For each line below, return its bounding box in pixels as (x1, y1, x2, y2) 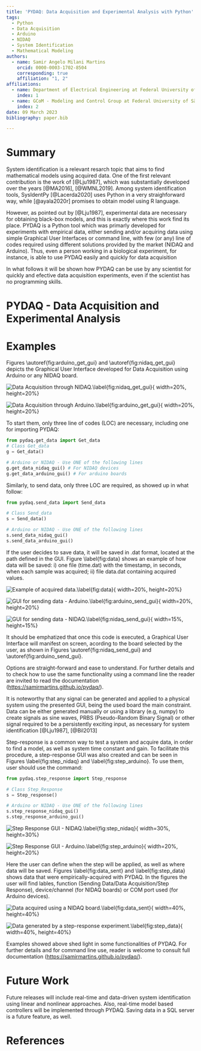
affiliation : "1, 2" (17, 76, 68, 82)
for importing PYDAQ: (6, 426, 60, 433)
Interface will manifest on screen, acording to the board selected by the (6, 639, 182, 647)
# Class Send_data (6, 511, 52, 517)
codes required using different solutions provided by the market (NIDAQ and (6, 241, 194, 248)
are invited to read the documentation (6, 677, 99, 684)
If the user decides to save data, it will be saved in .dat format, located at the (6, 548, 195, 555)
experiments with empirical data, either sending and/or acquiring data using (6, 229, 193, 236)
